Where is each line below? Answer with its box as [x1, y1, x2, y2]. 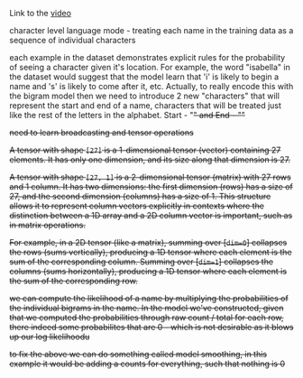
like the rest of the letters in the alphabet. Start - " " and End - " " [9, 110, 246, 120]
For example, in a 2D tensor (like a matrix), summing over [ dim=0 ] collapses [9, 237, 288, 247]
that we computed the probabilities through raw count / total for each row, [9, 312, 284, 323]
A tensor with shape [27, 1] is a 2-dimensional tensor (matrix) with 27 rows [9, 171, 291, 182]
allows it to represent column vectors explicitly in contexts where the [9, 200, 264, 211]
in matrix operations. [9, 220, 87, 230]
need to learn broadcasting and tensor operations [9, 127, 194, 138]
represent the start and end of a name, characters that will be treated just [9, 100, 282, 111]
